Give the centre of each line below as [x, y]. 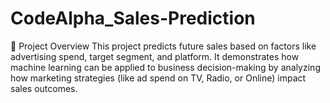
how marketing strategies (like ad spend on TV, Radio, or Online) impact [158, 78]
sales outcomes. [44, 88]
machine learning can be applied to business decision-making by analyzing [165, 67]
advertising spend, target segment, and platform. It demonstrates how [155, 56]
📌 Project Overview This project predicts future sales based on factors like [163, 46]
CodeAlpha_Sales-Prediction [133, 18]
